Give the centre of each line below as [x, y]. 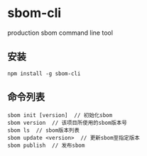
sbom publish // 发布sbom [46, 145]
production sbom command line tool [60, 33]
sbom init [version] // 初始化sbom [60, 115]
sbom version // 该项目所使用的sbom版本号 [67, 123]
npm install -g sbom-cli [44, 73]
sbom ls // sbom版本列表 [44, 130]
